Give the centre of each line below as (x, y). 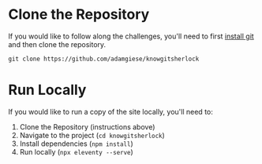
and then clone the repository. (57, 44)
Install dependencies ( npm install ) (77, 144)
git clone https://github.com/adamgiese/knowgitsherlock (104, 59)
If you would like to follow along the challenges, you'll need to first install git (131, 36)
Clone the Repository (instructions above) (87, 126)
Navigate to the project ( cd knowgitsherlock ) (92, 135)
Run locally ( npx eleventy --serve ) (77, 151)
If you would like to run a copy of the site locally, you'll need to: (110, 111)
